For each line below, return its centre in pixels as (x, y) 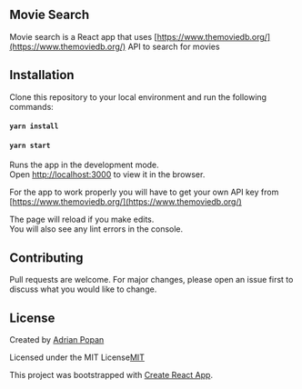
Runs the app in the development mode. (84, 165)
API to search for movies (174, 46)
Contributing (46, 258)
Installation (42, 75)
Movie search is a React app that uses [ (83, 36)
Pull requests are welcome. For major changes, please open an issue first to (151, 280)
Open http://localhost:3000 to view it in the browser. (107, 175)
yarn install (34, 126)
